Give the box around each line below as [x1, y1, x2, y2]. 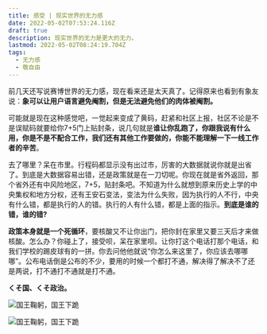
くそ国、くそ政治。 [8, 283, 72, 293]
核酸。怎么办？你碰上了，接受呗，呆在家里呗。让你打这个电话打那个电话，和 [8, 236, 259, 246]
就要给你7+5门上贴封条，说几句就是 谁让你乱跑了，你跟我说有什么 [35, 122, 251, 132]
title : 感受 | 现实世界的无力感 [8, 11, 103, 20]
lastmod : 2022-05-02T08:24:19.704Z [8, 41, 126, 49]
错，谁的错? [8, 209, 48, 219]
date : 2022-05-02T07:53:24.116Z [8, 19, 115, 27]
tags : [8, 49, 26, 56]
